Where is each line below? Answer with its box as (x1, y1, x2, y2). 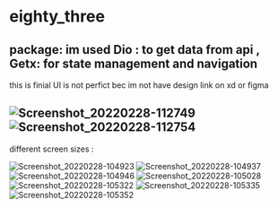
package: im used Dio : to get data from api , (9, 42, 260, 57)
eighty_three (9, 6, 106, 27)
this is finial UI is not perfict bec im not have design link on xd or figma (9, 80, 269, 91)
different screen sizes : (9, 143, 94, 154)
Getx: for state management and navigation (9, 56, 258, 71)
